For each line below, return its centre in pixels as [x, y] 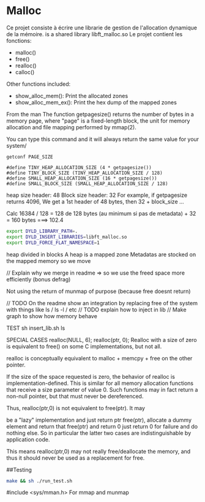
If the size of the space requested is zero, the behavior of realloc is [91, 376]
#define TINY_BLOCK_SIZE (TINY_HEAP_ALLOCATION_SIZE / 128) [85, 173]
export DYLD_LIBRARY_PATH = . [42, 231]
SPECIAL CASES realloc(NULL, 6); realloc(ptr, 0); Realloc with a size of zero [102, 340]
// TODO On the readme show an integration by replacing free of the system [102, 303]
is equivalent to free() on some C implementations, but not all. [84, 346]
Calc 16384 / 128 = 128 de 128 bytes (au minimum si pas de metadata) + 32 [101, 213]
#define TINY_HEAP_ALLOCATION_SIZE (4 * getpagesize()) [79, 167]
